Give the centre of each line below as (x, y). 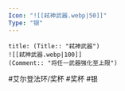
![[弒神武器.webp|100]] (45, 55)
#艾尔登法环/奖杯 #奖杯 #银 (53, 78)
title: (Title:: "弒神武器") (54, 46)
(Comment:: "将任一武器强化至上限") (63, 63)
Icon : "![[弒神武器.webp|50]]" (58, 15)
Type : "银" (26, 23)
